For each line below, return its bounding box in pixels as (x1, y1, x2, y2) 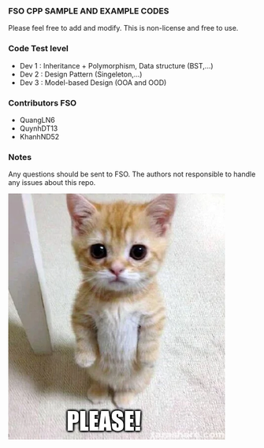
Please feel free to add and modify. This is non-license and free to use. (8, 24, 239, 33)
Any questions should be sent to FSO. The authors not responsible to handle (8, 169, 256, 179)
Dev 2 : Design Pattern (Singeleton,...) (19, 69, 143, 79)
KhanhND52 (19, 131, 60, 141)
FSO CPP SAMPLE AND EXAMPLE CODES (8, 6, 169, 17)
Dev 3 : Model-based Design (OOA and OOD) (19, 77, 167, 87)
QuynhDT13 (19, 124, 58, 133)
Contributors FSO (8, 97, 77, 108)
